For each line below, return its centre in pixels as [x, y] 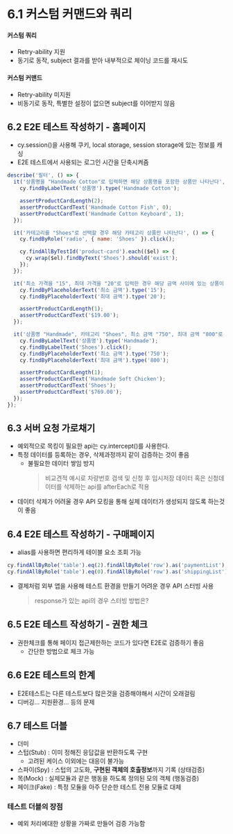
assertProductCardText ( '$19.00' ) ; [69, 315]
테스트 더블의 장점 [35, 807]
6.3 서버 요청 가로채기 [51, 428]
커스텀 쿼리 [22, 35]
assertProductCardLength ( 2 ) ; [62, 201]
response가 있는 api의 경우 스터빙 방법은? [92, 601]
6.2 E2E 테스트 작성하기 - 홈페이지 [77, 127]
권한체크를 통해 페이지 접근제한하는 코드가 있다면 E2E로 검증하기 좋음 [111, 643]
